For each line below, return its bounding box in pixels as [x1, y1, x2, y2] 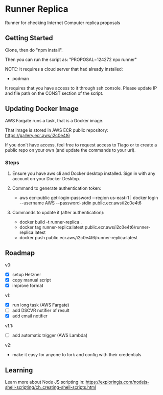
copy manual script [12, 277, 51, 283]
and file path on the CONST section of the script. [5, 90, 104, 96]
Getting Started [5, 34, 53, 42]
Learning [5, 366, 33, 374]
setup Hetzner [12, 271, 42, 277]
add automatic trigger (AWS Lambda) [12, 333, 88, 339]
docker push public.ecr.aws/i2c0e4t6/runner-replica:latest [19, 234, 138, 240]
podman [12, 75, 29, 82]
